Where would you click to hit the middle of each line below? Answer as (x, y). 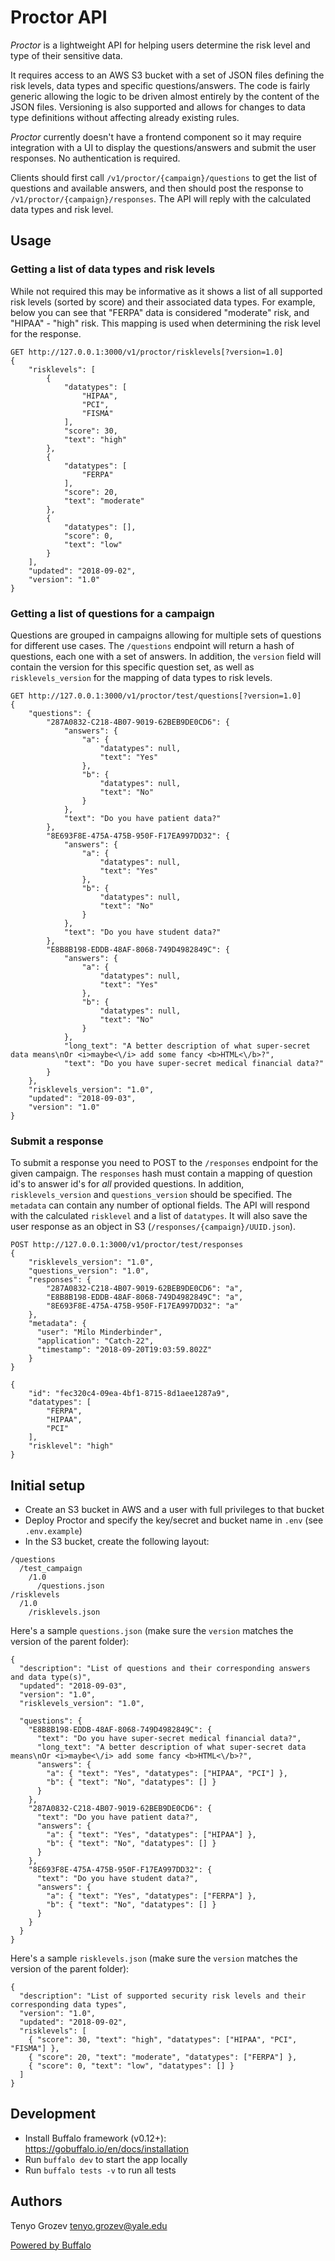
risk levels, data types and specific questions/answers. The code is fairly (160, 85)
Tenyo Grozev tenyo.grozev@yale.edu (89, 2225)
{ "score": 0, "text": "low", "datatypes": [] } (131, 2066)
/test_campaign (51, 1569)
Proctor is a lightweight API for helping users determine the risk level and (160, 45)
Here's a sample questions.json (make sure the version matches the (152, 1631)
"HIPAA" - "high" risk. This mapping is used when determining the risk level (165, 323)
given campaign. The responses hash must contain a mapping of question (161, 1173)
